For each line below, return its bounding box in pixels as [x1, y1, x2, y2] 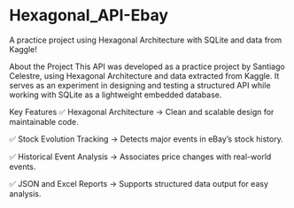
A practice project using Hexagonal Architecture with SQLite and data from [9, 35, 282, 45]
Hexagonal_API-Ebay [9, 5, 169, 26]
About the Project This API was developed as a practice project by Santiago [9, 61, 285, 72]
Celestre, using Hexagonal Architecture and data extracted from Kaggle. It [9, 70, 280, 81]
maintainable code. [9, 116, 80, 127]
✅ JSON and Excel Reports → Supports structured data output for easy [9, 178, 268, 189]
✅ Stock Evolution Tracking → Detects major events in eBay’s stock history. [9, 134, 283, 144]
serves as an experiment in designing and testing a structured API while [9, 80, 272, 90]
